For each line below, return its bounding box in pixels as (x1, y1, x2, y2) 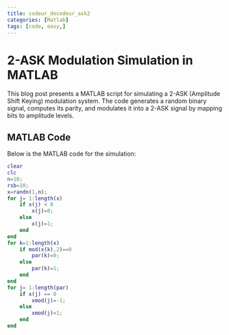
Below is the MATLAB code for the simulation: (7, 150, 136, 158)
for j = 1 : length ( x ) (7, 195, 63, 202)
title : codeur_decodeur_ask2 (7, 10, 91, 17)
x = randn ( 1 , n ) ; (7, 188, 48, 196)
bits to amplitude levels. (7, 111, 74, 120)
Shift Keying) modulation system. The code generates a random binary (7, 97, 207, 105)
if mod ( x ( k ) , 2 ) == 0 (19, 246, 72, 253)
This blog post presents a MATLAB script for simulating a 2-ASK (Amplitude (7, 90, 221, 98)
